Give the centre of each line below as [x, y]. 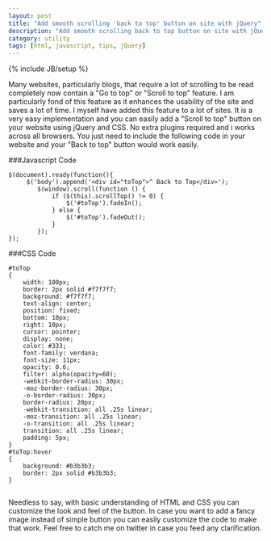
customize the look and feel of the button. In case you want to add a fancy [132, 511]
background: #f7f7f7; [59, 297]
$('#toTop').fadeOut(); [106, 218]
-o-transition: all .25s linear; [79, 424]
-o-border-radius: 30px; [65, 396]
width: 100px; [46, 283]
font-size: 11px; [52, 360]
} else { [66, 211]
